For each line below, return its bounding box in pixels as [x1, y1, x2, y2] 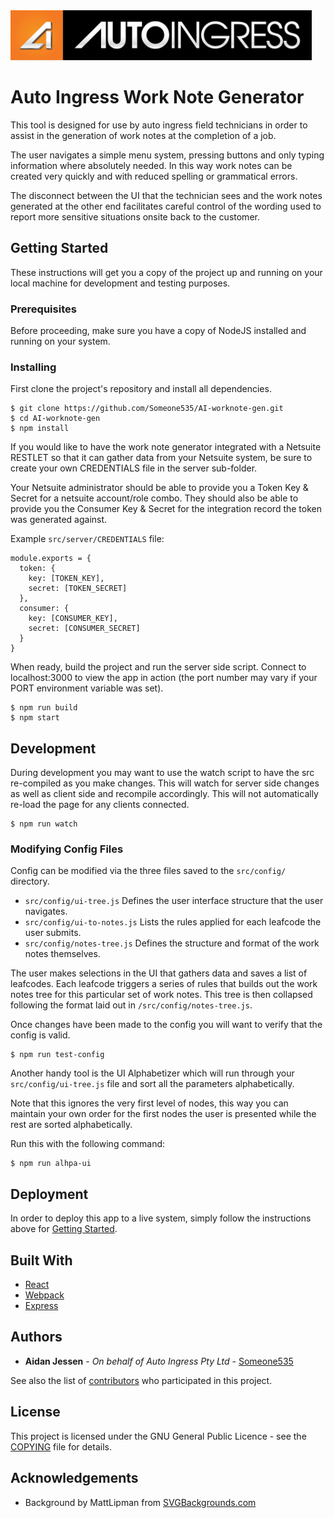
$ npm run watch [10, 819, 78, 829]
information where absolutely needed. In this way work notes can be [10, 159, 293, 171]
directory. [10, 875, 50, 888]
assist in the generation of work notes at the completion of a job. [10, 129, 277, 141]
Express [24, 1300, 59, 1312]
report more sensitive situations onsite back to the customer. [10, 210, 260, 223]
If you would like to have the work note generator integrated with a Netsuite [10, 441, 322, 453]
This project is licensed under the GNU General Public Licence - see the [10, 1430, 307, 1442]
